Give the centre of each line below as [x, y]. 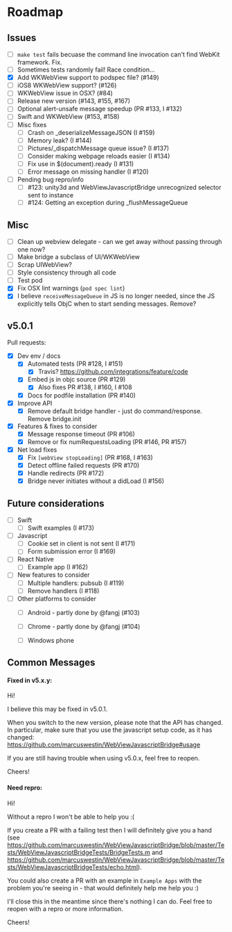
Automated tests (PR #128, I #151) [75, 364]
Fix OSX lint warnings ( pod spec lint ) [71, 288]
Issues [22, 38]
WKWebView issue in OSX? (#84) [65, 93]
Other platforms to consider [57, 598]
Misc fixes [32, 124]
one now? [31, 250]
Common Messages [51, 663]
